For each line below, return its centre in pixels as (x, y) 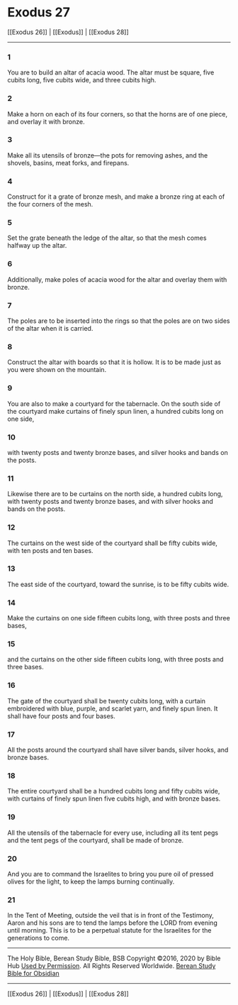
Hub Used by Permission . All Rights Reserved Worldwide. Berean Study (112, 966)
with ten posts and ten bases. (50, 550)
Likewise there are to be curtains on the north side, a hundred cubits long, (115, 494)
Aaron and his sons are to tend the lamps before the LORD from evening (112, 923)
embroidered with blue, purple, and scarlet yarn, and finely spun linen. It (113, 708)
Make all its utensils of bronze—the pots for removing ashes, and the (108, 155)
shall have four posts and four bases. (61, 716)
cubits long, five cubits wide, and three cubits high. (82, 80)
